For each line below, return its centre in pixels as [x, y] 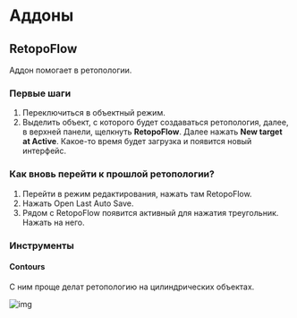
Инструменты [42, 245]
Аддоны [42, 16]
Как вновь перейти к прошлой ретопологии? [112, 174]
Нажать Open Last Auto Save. [78, 203]
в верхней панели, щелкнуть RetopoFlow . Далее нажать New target [153, 132]
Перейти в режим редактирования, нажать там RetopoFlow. [137, 193]
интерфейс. [44, 151]
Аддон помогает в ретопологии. [71, 70]
